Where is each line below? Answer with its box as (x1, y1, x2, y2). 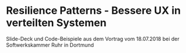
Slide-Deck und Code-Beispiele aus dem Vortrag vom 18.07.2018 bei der (6, 35, 180, 42)
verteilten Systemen (6, 16, 107, 29)
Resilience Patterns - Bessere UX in (6, 4, 181, 17)
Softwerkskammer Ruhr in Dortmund (6, 41, 94, 48)
